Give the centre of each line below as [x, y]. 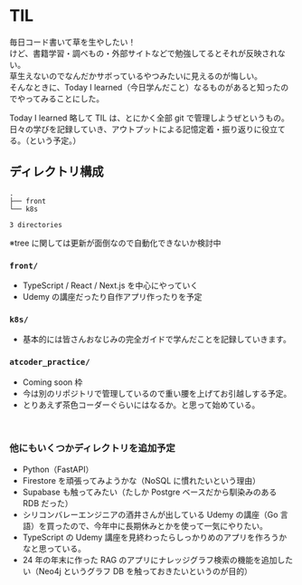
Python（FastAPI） [58, 469]
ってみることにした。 [65, 98]
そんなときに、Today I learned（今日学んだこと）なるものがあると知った [145, 87]
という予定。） [55, 140]
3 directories [36, 225]
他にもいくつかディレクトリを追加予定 [92, 447]
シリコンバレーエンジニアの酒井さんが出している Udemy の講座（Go [150, 514]
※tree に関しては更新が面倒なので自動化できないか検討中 [115, 243]
